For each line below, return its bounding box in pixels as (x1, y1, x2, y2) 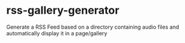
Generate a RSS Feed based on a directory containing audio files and (6, 23, 180, 30)
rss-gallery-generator (6, 4, 120, 17)
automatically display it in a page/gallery (6, 29, 108, 36)
